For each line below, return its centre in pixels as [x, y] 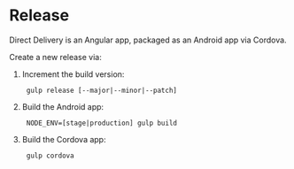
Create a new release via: [55, 57]
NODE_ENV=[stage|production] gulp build [102, 123]
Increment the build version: [73, 74]
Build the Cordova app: [64, 139]
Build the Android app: [63, 106]
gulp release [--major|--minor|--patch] [102, 90]
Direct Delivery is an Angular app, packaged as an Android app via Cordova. [148, 40]
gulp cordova [50, 156]
